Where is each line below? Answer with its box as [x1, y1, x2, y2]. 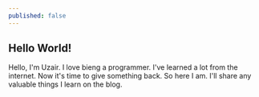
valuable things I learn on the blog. [8, 79, 123, 89]
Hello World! [8, 42, 72, 55]
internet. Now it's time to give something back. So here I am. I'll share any [8, 71, 252, 81]
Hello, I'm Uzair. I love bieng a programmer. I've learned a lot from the [8, 63, 238, 72]
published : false [8, 11, 67, 20]
